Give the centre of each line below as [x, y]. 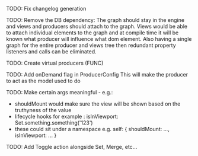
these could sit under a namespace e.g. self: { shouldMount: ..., [92, 129]
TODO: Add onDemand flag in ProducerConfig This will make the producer [97, 74]
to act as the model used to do [44, 81]
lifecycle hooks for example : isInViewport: [66, 116]
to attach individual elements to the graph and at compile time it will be [92, 33]
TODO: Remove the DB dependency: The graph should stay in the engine [95, 20]
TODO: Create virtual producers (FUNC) [55, 63]
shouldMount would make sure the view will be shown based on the [98, 104]
